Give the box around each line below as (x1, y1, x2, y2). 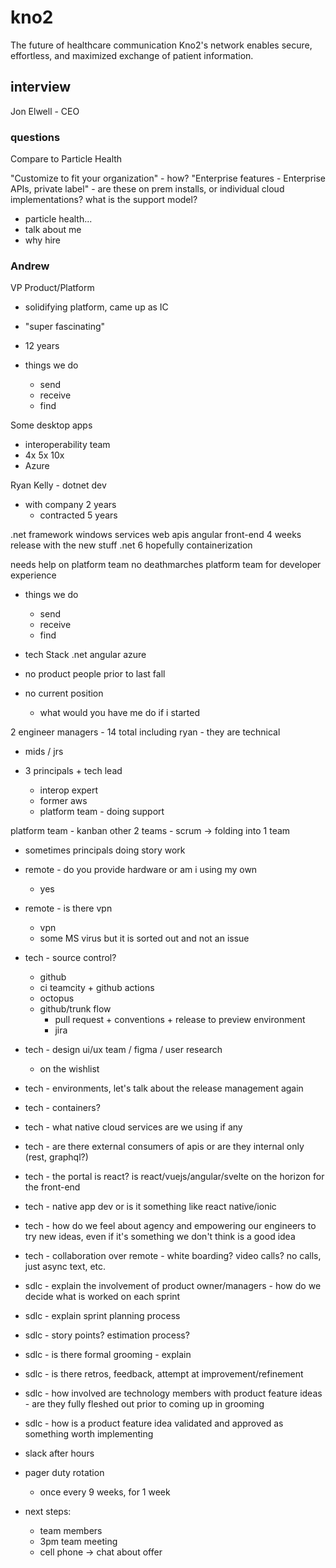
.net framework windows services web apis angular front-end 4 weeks (10, 529, 302, 541)
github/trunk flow (39, 1003, 112, 1015)
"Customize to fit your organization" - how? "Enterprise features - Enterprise (10, 172, 327, 185)
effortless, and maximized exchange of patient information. (10, 49, 254, 61)
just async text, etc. (24, 1261, 107, 1273)
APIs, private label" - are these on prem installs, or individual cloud (10, 183, 285, 195)
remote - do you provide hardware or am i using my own (24, 864, 258, 876)
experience (10, 569, 57, 581)
